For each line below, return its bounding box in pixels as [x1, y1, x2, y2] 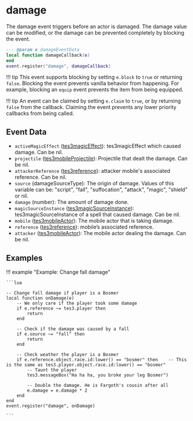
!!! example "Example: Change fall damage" [6, 269, 111, 276]
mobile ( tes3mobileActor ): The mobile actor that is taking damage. [14, 218, 174, 225]
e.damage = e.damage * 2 [27, 388, 88, 393]
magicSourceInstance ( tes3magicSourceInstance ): [14, 205, 135, 212]
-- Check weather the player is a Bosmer [16, 352, 119, 358]
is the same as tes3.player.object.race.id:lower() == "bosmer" [6, 362, 166, 368]
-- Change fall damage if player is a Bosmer [6, 290, 119, 296]
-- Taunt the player [27, 367, 77, 373]
